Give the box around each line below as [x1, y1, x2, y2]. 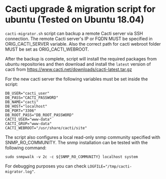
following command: [5, 145, 47, 151]
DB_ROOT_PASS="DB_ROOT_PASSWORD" [5, 113, 74, 118]
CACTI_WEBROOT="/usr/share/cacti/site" [5, 125, 87, 130]
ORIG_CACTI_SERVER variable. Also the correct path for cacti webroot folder [5, 41, 161, 47]
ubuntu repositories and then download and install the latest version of [5, 61, 151, 67]
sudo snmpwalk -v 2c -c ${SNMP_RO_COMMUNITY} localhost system [5, 154, 138, 159]
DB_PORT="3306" [5, 108, 37, 113]
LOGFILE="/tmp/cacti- [87, 164, 132, 169]
